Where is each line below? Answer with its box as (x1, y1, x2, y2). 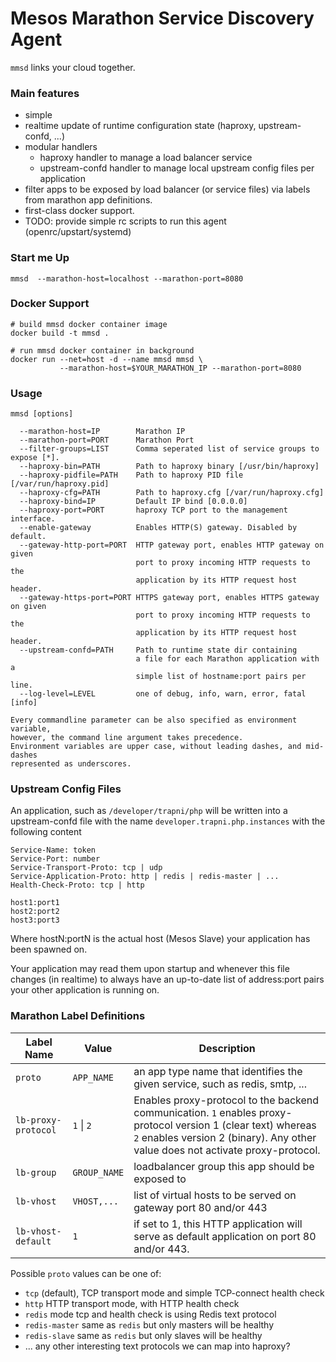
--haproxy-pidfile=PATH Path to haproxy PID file (19, 470, 244, 481)
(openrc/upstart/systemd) (24, 226, 132, 238)
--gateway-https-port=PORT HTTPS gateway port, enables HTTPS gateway (19, 593, 320, 603)
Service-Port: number (10, 854, 101, 864)
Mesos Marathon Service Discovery (10, 7, 315, 30)
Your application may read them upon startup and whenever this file (10, 963, 290, 975)
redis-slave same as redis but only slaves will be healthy (24, 1329, 263, 1341)
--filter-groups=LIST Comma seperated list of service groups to (19, 444, 320, 454)
